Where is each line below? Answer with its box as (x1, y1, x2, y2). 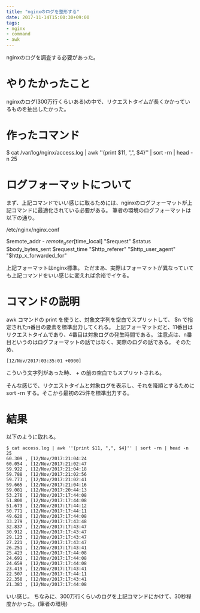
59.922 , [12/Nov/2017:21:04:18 (6, 466, 87, 472)
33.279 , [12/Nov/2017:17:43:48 (6, 519, 87, 525)
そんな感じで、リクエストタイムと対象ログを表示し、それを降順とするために (6, 382, 195, 389)
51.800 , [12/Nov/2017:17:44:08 (6, 498, 87, 504)
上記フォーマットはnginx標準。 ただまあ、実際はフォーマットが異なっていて (6, 264, 194, 271)
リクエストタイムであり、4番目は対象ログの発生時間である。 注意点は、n (6, 331, 187, 338)
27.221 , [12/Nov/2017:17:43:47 (6, 540, 87, 546)
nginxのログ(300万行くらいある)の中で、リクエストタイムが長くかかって (6, 98, 186, 105)
